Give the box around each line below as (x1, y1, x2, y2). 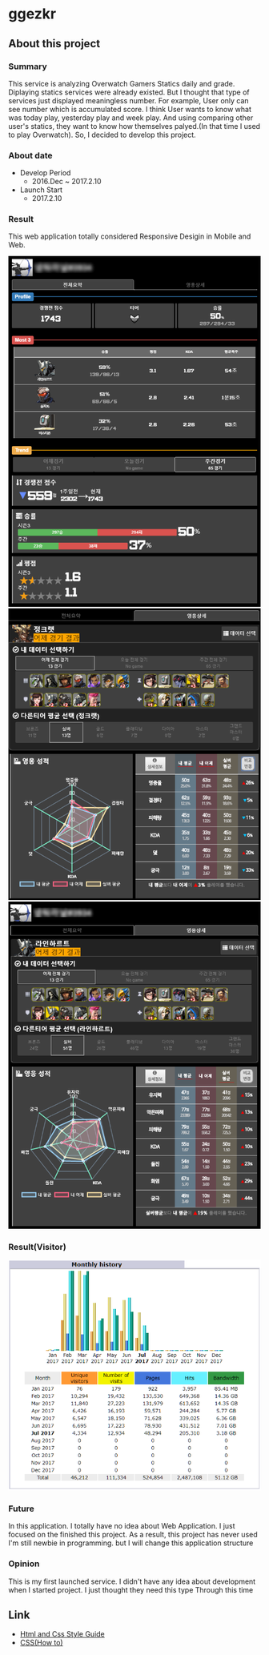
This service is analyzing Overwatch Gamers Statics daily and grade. (8, 78, 235, 88)
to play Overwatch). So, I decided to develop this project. (8, 130, 196, 139)
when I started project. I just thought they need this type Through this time (8, 1585, 254, 1594)
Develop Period (19, 168, 71, 178)
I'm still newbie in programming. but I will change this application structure (8, 1538, 254, 1548)
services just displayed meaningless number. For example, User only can (8, 95, 250, 105)
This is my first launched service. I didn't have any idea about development (8, 1577, 256, 1586)
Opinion (8, 1558, 40, 1569)
